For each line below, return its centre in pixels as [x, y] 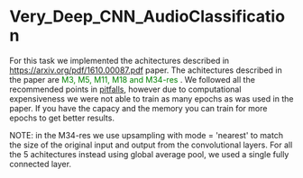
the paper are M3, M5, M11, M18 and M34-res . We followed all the [132, 79]
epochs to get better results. [62, 118]
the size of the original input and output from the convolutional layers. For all [151, 145]
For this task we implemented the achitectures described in [119, 60]
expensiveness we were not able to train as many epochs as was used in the [151, 98]
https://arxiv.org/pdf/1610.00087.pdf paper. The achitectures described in [146, 70]
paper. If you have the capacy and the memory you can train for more [138, 108]
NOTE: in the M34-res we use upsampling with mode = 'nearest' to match [147, 135]
